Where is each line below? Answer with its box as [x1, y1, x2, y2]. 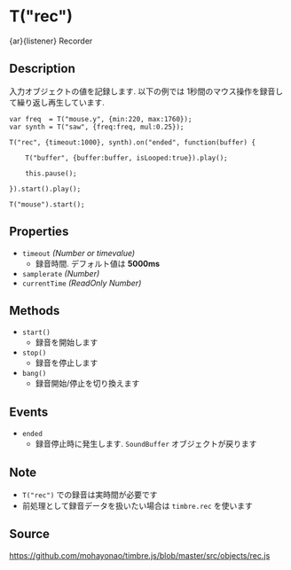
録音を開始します [35, 337, 98, 347]
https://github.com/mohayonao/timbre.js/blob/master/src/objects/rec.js [9, 550, 271, 560]
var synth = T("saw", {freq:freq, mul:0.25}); [9, 122, 185, 131]
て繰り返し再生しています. [9, 97, 105, 107]
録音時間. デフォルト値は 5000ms [35, 258, 161, 269]
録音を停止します [35, 357, 98, 369]
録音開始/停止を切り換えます [35, 379, 140, 389]
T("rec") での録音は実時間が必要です [21, 489, 158, 500]
